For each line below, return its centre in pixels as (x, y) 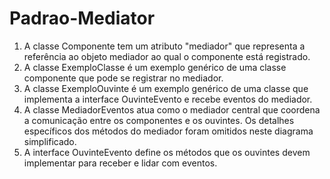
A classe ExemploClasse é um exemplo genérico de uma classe (155, 67)
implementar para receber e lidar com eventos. (120, 163)
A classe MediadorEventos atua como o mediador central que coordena (172, 109)
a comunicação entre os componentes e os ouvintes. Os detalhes (159, 120)
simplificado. (50, 141)
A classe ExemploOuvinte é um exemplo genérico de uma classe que (166, 88)
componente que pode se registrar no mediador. (123, 78)
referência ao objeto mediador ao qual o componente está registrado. (167, 56)
